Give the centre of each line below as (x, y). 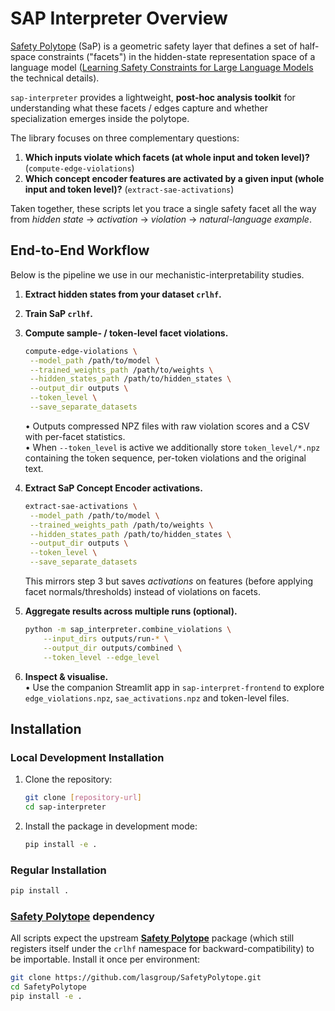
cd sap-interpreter (65, 807)
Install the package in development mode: (111, 826)
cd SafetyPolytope (48, 987)
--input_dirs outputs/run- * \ (106, 638)
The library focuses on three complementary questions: (125, 138)
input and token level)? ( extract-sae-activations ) (129, 189)
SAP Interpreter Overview (119, 18)
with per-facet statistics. (75, 436)
